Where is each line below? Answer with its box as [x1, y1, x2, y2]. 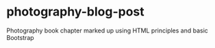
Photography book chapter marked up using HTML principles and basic [6, 26, 208, 34]
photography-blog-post [6, 4, 144, 20]
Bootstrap [6, 33, 35, 41]
